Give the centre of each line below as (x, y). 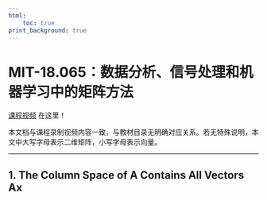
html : (17, 15)
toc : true (39, 23)
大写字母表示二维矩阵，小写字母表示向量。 (91, 142)
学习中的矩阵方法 (78, 92)
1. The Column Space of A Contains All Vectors (126, 175)
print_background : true (48, 30)
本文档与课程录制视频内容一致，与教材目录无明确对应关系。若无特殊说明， (130, 133)
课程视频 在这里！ (37, 115)
